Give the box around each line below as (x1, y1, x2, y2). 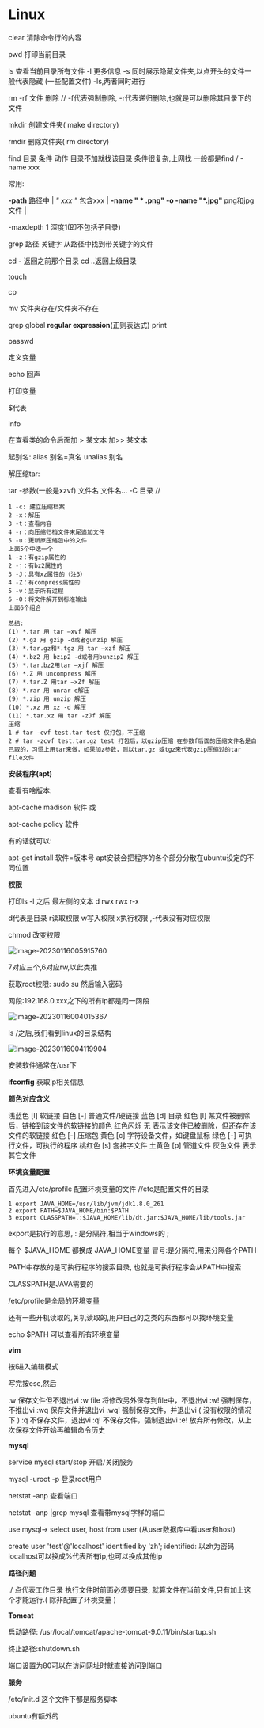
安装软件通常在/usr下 (8, 1060, 77, 1070)
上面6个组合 (8, 603, 42, 611)
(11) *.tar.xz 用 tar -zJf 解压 (8, 711, 111, 720)
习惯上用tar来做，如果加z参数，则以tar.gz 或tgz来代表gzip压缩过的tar (31, 745, 242, 753)
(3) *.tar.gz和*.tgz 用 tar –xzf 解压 (8, 644, 132, 653)
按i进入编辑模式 (8, 1361, 59, 1371)
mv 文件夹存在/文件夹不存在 (8, 303, 99, 313)
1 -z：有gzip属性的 (8, 553, 66, 561)
